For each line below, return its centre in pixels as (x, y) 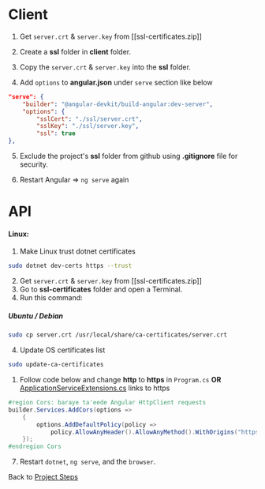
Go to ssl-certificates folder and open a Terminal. (101, 289)
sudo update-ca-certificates (56, 365)
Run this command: (51, 298)
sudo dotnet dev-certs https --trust (70, 266)
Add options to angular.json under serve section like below (116, 82)
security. (34, 164)
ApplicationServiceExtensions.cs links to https (95, 388)
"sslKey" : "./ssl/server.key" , (88, 126)
